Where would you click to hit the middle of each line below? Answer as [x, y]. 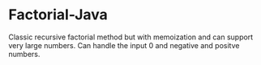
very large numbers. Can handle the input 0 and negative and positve [124, 45]
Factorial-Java [58, 15]
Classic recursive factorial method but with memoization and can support [131, 37]
